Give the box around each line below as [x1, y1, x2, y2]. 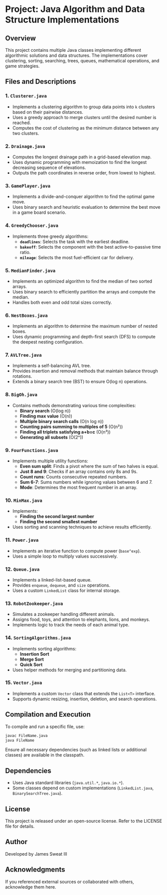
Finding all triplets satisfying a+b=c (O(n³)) [19, 429, 111, 435]
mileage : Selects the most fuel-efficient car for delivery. [19, 254, 134, 260]
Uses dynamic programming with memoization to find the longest [12, 159, 147, 165]
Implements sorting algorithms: [12, 645, 77, 651]
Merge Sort [19, 656, 44, 662]
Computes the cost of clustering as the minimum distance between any [12, 125, 159, 131]
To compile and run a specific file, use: [5, 724, 85, 730]
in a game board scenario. [12, 209, 66, 215]
